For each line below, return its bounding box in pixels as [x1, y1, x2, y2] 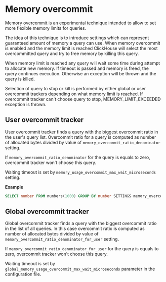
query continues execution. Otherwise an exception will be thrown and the [5, 70, 157, 76]
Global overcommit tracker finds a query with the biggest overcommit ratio [5, 221, 157, 226]
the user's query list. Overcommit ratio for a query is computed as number [5, 134, 157, 140]
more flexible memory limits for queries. [5, 25, 86, 31]
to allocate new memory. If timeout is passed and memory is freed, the [5, 65, 149, 71]
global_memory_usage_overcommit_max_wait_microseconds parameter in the [5, 266, 155, 272]
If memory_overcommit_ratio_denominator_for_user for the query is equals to [5, 246, 159, 252]
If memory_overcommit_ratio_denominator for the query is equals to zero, [5, 154, 151, 160]
